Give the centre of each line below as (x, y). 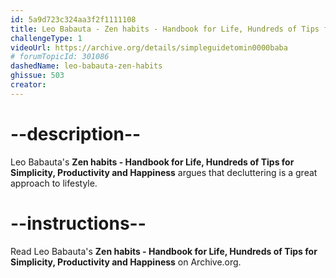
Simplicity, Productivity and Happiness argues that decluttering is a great (164, 172)
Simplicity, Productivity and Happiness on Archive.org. (126, 262)
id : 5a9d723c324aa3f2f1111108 (73, 19)
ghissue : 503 (37, 76)
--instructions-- (78, 223)
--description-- (76, 133)
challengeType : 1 (46, 38)
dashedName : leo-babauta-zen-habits (86, 66)
